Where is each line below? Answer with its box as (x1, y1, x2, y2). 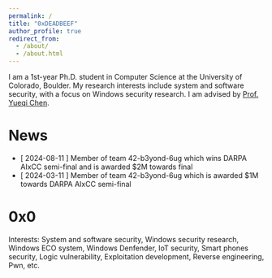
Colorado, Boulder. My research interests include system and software (8, 80, 244, 90)
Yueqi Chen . (8, 98, 50, 107)
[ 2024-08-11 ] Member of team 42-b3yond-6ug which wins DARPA (19, 153, 248, 163)
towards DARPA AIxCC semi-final (19, 179, 132, 189)
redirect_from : (8, 34, 60, 43)
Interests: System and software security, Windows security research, (8, 234, 240, 244)
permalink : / (8, 11, 53, 20)
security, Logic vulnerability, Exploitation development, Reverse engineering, (8, 251, 265, 261)
